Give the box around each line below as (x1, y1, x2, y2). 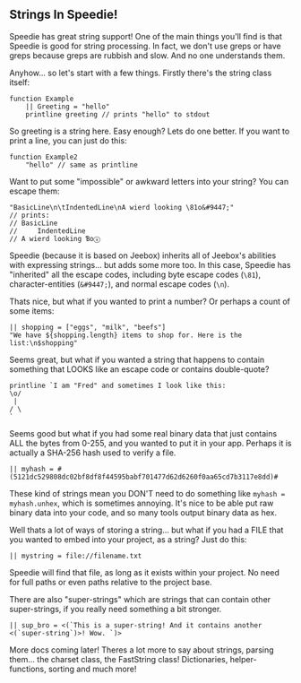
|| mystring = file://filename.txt (9, 551, 142, 560)
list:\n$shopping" (9, 338, 78, 348)
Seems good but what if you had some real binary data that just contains (9, 428, 278, 438)
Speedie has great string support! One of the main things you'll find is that (9, 30, 282, 41)
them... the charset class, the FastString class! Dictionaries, (9, 653, 228, 664)
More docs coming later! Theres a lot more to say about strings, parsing (9, 644, 275, 655)
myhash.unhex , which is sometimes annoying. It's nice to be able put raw (9, 497, 274, 508)
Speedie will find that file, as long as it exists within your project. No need (9, 566, 280, 577)
